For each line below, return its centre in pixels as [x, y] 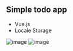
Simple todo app [37, 10]
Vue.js [22, 24]
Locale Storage [33, 30]
